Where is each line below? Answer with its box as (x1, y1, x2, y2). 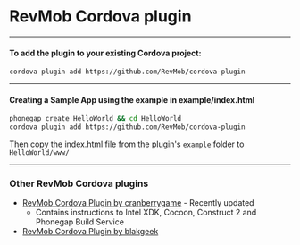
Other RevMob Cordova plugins (9, 177, 149, 190)
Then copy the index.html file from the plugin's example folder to (9, 139, 245, 149)
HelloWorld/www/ (9, 148, 70, 157)
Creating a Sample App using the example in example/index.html (9, 94, 255, 105)
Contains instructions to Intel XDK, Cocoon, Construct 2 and (35, 207, 257, 218)
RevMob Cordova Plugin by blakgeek (21, 226, 159, 237)
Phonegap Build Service (35, 216, 125, 227)
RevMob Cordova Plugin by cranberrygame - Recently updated (21, 198, 254, 208)
